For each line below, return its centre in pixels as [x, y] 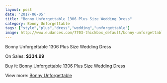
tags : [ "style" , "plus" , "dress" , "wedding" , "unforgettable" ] [68, 28]
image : [12, 33]
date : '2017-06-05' [25, 14]
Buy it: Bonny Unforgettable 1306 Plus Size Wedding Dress [65, 66]
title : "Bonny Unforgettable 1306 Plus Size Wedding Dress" [69, 19]
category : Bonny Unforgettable [38, 23]
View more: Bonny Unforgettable [39, 75]
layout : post [19, 10]
